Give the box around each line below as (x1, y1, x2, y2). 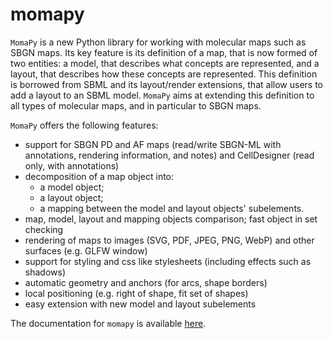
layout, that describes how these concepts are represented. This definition (10, 68, 318, 80)
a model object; (39, 181, 105, 193)
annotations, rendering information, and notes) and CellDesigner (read (24, 149, 315, 161)
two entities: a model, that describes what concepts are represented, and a (10, 57, 320, 69)
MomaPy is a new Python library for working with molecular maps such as (10, 36, 307, 48)
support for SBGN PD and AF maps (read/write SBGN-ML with (24, 138, 282, 150)
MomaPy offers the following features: (10, 119, 159, 131)
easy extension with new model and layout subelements (24, 298, 257, 310)
